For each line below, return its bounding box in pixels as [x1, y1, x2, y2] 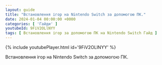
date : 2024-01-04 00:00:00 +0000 [5, 16, 76, 21]
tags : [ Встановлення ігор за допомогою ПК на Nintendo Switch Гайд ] [5, 30, 157, 35]
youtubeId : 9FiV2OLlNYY [5, 26, 56, 31]
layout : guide [5, 7, 35, 12]
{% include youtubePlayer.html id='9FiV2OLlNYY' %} [5, 44, 116, 50]
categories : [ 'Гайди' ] [5, 21, 58, 26]
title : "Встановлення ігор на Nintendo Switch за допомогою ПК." [5, 12, 146, 17]
